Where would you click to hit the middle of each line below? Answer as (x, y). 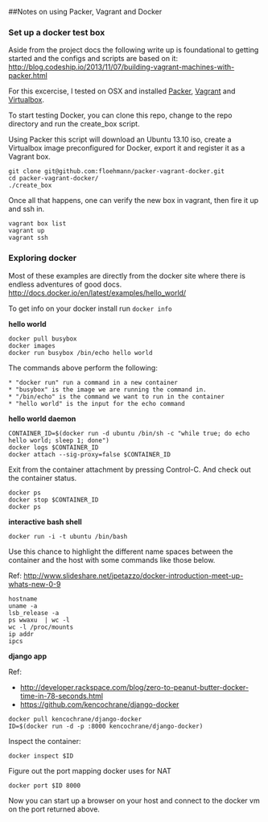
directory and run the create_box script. (74, 124)
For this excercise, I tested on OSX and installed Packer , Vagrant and (122, 91)
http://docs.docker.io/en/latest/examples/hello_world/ (97, 292)
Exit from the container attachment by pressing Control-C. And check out (130, 469)
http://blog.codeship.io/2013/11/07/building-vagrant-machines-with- (122, 67)
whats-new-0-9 (35, 584)
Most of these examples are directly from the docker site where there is (127, 275)
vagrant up (27, 231)
